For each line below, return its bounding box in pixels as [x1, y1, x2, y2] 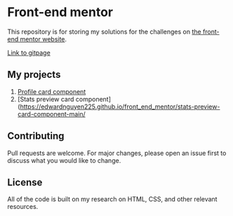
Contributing [7, 130, 65, 142]
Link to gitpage [7, 48, 51, 57]
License [7, 176, 43, 188]
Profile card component [17, 87, 86, 95]
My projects [7, 69, 61, 81]
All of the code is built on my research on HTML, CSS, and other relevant [7, 195, 218, 203]
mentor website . [20, 34, 67, 43]
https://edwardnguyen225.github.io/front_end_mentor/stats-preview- [20, 102, 220, 111]
